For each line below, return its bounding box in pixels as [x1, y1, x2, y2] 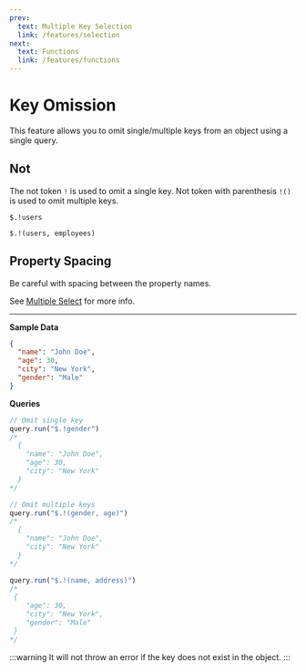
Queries [9, 398, 41, 408]
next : [9, 38, 30, 48]
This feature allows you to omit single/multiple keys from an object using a [9, 125, 289, 136]
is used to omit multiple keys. [9, 195, 119, 206]
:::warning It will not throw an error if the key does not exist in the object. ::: [9, 651, 291, 662]
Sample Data [9, 321, 59, 333]
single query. [9, 134, 58, 146]
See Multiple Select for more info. [9, 295, 136, 306]
